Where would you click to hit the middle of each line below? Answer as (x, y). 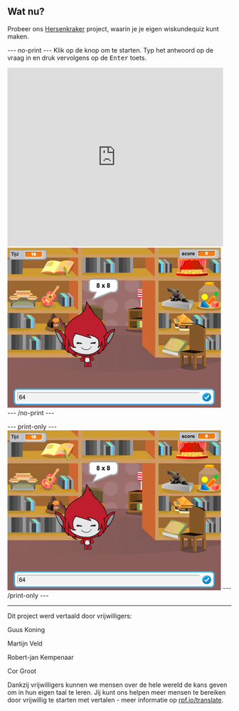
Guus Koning (26, 629)
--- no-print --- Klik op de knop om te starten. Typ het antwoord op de (110, 50)
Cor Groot (22, 670)
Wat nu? (26, 12)
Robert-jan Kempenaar (41, 657)
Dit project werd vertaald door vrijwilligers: (70, 616)
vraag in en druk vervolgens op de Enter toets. (77, 58)
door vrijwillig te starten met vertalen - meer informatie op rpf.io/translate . (116, 700)
